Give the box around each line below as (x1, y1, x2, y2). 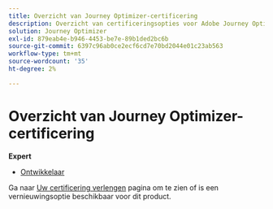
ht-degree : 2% (8, 65, 57, 73)
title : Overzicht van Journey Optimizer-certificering (8, 11, 198, 20)
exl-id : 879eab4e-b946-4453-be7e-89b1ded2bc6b (8, 34, 169, 43)
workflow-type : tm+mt (8, 50, 82, 58)
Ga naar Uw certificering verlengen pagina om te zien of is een (8, 182, 219, 192)
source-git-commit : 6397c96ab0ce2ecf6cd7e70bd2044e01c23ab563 (8, 42, 223, 50)
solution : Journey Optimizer (8, 27, 107, 35)
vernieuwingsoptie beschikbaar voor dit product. (8, 191, 172, 201)
